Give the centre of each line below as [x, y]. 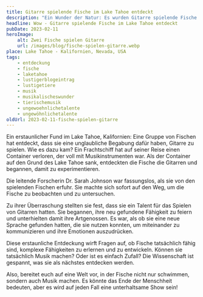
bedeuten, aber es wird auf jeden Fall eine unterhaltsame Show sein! [92, 287]
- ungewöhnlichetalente [47, 114]
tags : [13, 57]
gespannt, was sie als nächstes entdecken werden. [71, 263]
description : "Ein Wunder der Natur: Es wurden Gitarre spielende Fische [102, 18]
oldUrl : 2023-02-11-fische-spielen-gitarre [62, 119]
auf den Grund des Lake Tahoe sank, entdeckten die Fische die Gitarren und [102, 162]
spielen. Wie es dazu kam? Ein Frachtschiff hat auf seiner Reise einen [93, 150]
